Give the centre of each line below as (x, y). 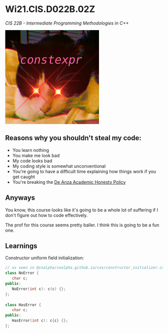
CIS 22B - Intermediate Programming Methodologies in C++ (67, 23)
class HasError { (23, 305)
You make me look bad (36, 155)
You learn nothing (30, 150)
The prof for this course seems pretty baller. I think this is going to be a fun (82, 225)
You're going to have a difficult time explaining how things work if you (84, 171)
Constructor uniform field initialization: (44, 258)
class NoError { (22, 273)
